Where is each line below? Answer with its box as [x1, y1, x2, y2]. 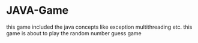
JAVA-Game [6, 4, 69, 17]
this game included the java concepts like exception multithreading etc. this [6, 23, 193, 30]
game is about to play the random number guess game [6, 29, 142, 36]
